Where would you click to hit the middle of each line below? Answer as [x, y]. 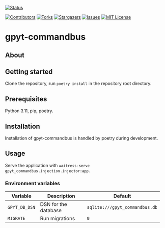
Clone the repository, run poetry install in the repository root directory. [78, 84]
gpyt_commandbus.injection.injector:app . [48, 171]
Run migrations [57, 219]
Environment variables [33, 183]
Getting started [29, 71]
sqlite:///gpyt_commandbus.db [122, 207]
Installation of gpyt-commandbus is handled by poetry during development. [82, 138]
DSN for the [54, 204]
